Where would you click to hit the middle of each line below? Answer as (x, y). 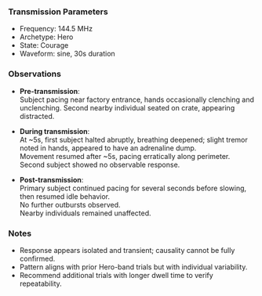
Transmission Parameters (58, 12)
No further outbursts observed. (70, 204)
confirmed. (37, 258)
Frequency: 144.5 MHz (56, 29)
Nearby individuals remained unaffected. (85, 213)
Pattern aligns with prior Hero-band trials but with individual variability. (133, 267)
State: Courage (44, 45)
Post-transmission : (51, 179)
